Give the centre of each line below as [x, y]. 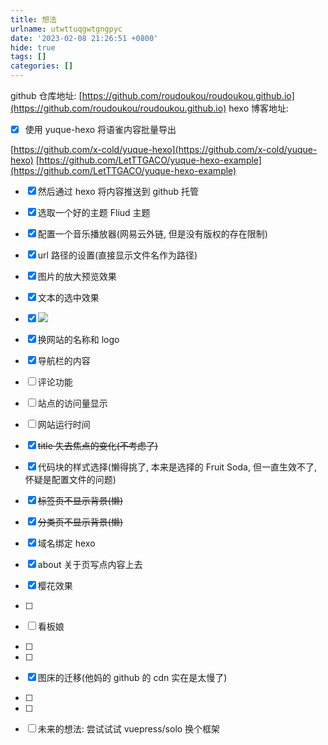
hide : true [33, 47]
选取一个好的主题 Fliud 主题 [94, 213]
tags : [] [28, 57]
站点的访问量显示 [72, 403]
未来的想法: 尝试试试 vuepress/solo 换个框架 [129, 729]
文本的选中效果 [68, 298]
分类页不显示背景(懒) [80, 522]
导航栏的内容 [64, 361]
